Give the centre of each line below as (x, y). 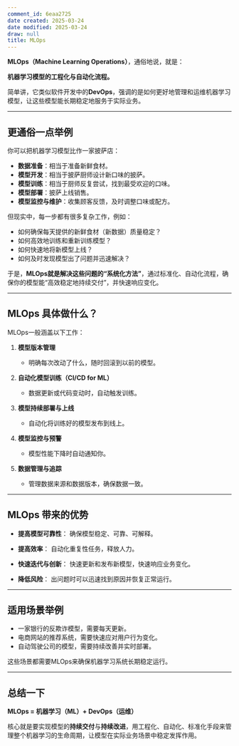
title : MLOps (27, 41)
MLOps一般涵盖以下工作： (46, 332)
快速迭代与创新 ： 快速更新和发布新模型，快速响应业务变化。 (106, 564)
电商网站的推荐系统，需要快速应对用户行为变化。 (89, 638)
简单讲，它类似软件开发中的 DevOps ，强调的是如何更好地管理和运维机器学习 (119, 92)
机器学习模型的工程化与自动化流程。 (60, 77)
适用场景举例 (36, 610)
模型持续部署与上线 (46, 408)
